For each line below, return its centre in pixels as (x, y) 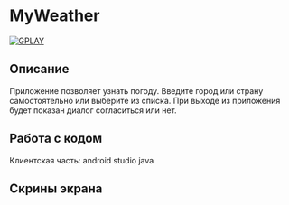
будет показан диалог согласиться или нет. (93, 110)
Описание (39, 69)
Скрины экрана (56, 188)
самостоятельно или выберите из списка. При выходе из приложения (145, 100)
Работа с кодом (56, 139)
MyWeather (55, 16)
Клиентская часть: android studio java (82, 160)
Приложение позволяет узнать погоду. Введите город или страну (136, 90)
